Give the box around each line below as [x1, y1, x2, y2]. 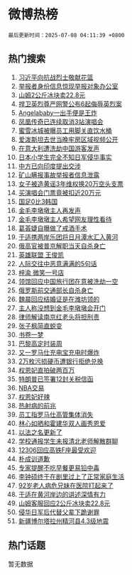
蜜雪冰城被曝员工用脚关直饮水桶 [18, 126, 112, 135]
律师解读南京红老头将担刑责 [18, 312, 100, 321]
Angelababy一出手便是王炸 [18, 108, 98, 117]
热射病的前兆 [18, 401, 56, 410]
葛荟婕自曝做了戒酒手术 [18, 224, 87, 232]
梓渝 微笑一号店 [18, 268, 65, 277]
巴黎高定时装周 [18, 339, 62, 348]
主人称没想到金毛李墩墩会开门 [18, 303, 106, 312]
